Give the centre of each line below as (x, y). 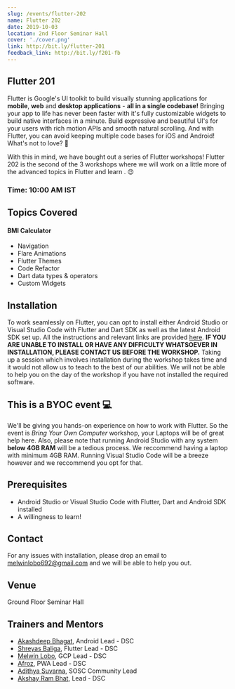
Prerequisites (37, 485)
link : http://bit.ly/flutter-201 (56, 46)
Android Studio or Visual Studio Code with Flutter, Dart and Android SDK (122, 501)
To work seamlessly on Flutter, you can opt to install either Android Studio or (117, 322)
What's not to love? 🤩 (38, 143)
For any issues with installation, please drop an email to (87, 556)
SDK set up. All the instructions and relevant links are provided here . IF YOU (117, 337)
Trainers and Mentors (55, 624)
